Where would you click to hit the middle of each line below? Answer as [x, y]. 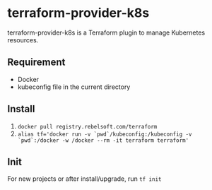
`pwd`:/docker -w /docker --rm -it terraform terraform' [103, 140]
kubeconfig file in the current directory [74, 87]
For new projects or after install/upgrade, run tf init [84, 179]
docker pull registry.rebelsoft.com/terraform [87, 126]
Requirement [36, 63]
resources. [23, 40]
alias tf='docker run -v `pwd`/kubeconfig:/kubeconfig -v [105, 134]
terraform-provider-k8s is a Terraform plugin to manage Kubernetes [106, 32]
